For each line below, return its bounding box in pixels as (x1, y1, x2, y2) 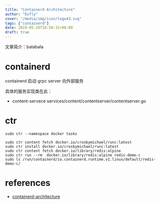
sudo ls (5, 157, 21, 162)
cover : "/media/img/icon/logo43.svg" (5, 16, 82, 21)
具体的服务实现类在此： (5, 88, 52, 94)
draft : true (5, 30, 29, 35)
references (5, 178, 51, 188)
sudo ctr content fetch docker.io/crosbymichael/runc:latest (5, 140, 132, 144)
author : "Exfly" (5, 12, 38, 17)
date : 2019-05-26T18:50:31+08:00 (5, 25, 73, 30)
